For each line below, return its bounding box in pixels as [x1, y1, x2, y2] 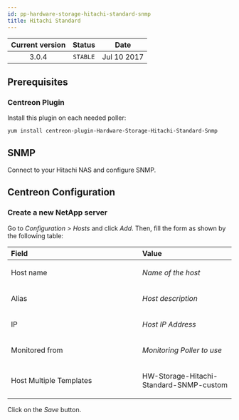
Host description [142, 293, 198, 303]
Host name [11, 267, 48, 277]
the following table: [7, 231, 64, 240]
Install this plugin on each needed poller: [7, 113, 127, 122]
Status [72, 40, 96, 50]
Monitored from [11, 345, 63, 355]
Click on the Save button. [7, 405, 82, 414]
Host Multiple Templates [11, 375, 92, 385]
